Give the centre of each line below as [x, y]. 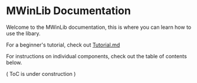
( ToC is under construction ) [41, 74]
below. [14, 62]
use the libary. [23, 33]
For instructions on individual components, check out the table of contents [96, 56]
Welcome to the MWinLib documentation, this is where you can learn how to [99, 27]
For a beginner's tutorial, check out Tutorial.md [63, 45]
